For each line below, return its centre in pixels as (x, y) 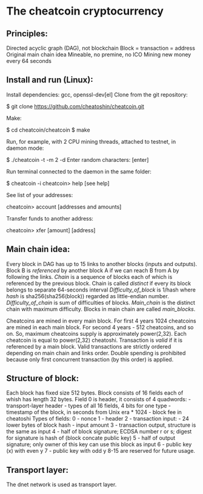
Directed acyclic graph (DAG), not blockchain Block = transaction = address (101, 48)
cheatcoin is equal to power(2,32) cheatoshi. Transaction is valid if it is (95, 340)
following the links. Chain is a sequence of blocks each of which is (89, 276)
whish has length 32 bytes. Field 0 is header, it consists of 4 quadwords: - (98, 399)
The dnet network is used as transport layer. (62, 485)
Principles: (27, 34)
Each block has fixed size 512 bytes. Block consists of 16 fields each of (95, 393)
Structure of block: (43, 379)
